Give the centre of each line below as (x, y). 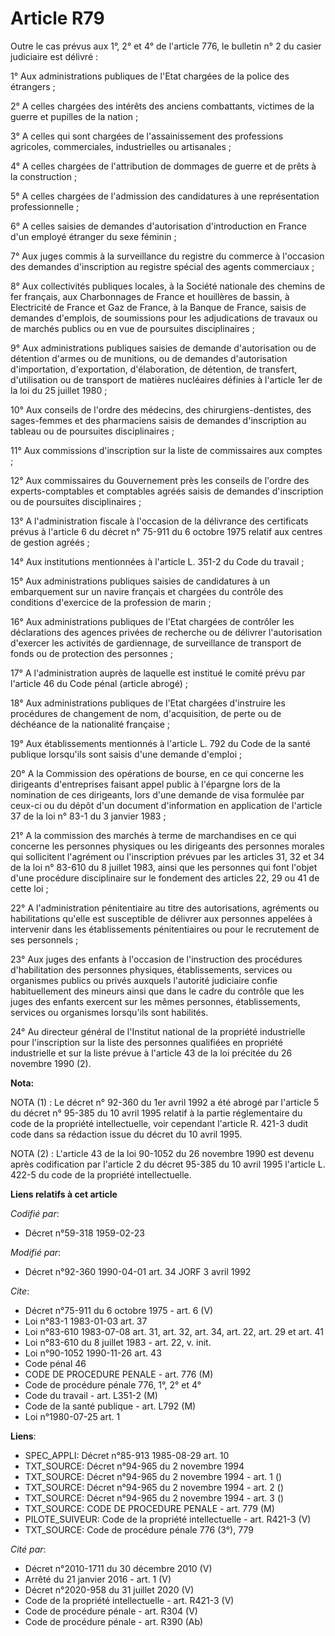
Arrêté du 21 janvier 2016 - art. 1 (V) (98, 1579)
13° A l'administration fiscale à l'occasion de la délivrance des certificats (159, 521)
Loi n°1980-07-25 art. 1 (72, 1416)
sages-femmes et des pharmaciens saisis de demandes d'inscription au (158, 420)
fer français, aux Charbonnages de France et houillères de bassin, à (150, 296)
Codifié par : (35, 1213)
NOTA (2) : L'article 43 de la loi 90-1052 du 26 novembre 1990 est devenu (162, 1153)
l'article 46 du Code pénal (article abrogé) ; (99, 683)
